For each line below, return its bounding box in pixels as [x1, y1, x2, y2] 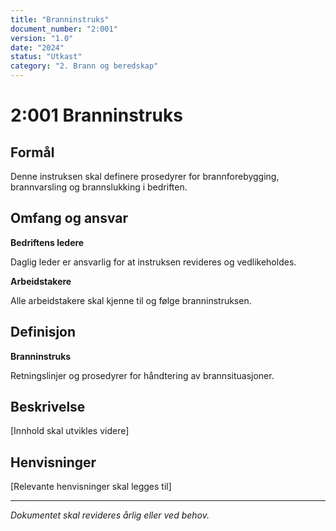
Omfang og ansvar [10, 210, 129, 227]
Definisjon [10, 324, 77, 341]
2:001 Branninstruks [10, 104, 183, 127]
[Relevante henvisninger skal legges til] [10, 481, 172, 493]
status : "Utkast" [10, 52, 83, 62]
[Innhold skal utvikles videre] [10, 425, 130, 437]
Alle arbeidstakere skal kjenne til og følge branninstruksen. [10, 294, 252, 306]
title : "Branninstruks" [10, 14, 110, 25]
